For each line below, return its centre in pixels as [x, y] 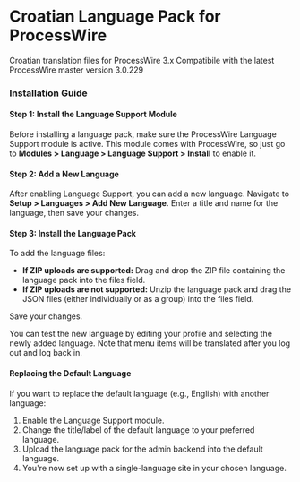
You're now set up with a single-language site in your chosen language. [154, 468]
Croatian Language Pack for [115, 17]
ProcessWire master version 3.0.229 [77, 70]
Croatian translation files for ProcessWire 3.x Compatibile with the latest [142, 60]
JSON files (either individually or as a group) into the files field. [138, 299]
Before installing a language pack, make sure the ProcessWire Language [143, 134]
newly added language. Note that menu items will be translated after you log [150, 343]
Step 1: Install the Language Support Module [93, 115]
